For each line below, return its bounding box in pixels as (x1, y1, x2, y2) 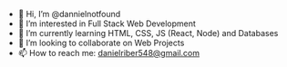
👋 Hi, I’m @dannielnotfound (17, 9, 121, 19)
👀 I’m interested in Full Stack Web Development (17, 18, 196, 29)
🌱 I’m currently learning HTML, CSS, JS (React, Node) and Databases (17, 28, 279, 38)
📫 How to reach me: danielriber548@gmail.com (17, 48, 200, 58)
